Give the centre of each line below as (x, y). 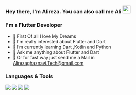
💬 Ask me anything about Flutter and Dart (56, 52)
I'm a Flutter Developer (34, 25)
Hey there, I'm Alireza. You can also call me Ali (63, 11)
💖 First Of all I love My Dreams (44, 36)
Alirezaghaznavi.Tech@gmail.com (48, 63)
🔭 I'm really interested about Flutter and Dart (59, 42)
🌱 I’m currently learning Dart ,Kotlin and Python (62, 47)
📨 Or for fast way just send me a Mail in (54, 58)
